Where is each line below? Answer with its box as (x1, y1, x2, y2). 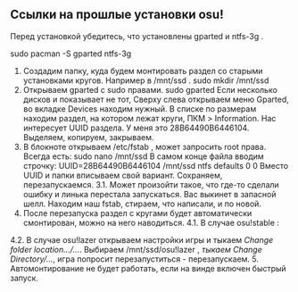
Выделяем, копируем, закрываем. (22, 131, 154, 142)
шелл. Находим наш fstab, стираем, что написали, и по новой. (22, 198, 262, 209)
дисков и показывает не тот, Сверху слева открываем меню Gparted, (22, 94, 289, 104)
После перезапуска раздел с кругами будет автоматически (22, 207, 252, 218)
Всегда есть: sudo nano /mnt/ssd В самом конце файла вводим (22, 151, 264, 162)
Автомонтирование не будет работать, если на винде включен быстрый (10, 263, 286, 273)
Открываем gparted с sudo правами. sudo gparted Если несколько (22, 84, 277, 95)
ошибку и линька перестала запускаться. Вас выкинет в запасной (22, 188, 277, 199)
